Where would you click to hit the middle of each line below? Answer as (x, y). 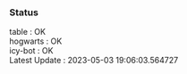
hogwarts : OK (36, 41)
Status (24, 12)
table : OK (28, 32)
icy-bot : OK (31, 51)
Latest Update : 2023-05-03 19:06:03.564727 (94, 61)
